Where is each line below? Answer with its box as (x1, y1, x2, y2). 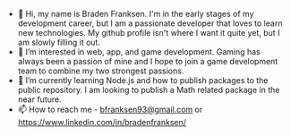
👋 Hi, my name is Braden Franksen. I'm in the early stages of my (17, 9, 254, 19)
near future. (17, 94, 62, 105)
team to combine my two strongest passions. (17, 65, 184, 76)
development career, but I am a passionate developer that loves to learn (17, 18, 283, 29)
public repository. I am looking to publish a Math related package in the (17, 85, 280, 95)
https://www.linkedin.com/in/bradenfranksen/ (17, 117, 186, 127)
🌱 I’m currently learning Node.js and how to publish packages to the (17, 75, 269, 85)
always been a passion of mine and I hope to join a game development (17, 56, 278, 66)
